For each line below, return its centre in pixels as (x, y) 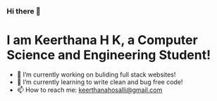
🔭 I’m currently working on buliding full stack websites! (96, 74)
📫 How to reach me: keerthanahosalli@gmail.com (89, 90)
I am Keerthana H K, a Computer (102, 40)
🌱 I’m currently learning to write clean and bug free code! (100, 82)
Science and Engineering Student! (109, 55)
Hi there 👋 (24, 11)
